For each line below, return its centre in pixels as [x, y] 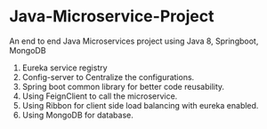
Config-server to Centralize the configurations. [108, 77]
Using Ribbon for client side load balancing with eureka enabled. [140, 105]
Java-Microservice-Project [112, 16]
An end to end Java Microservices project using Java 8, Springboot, [134, 41]
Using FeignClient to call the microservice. [100, 96]
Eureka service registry [65, 68]
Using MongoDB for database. [77, 115]
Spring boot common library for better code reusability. [123, 86]
